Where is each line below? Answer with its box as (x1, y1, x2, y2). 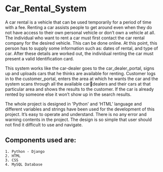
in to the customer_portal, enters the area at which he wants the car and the (5, 76, 158, 82)
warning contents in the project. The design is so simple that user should (5, 116, 152, 122)
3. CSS (5, 158, 19, 163)
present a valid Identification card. (5, 56, 74, 61)
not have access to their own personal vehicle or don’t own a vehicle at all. (5, 29, 156, 35)
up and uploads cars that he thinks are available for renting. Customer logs (5, 70, 156, 76)
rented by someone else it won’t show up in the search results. (5, 91, 132, 97)
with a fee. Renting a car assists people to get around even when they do (5, 24, 152, 30)
